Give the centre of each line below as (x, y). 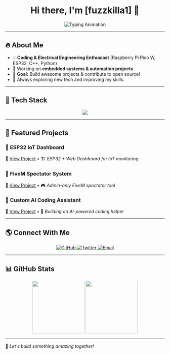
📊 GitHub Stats (30, 269)
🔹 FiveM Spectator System (38, 174)
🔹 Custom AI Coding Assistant (43, 200)
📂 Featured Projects (37, 132)
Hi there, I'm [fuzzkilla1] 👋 (85, 10)
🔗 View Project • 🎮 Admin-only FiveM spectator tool (60, 185)
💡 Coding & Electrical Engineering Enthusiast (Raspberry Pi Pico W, (84, 57)
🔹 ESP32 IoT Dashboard (35, 147)
